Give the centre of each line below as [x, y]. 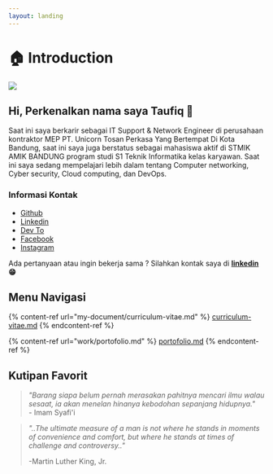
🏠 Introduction [61, 57]
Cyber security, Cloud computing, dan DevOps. [88, 174]
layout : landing [36, 16]
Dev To [32, 230]
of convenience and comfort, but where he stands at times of [131, 437]
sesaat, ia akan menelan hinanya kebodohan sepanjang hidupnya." [142, 404]
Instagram [37, 247]
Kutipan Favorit [48, 375]
